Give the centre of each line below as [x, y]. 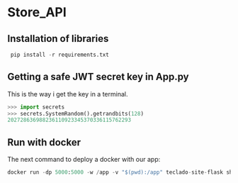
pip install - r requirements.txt [60, 55]
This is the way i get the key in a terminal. [68, 94]
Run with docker [44, 142]
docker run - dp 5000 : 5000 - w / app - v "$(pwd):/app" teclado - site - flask [115, 172]
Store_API [37, 12]
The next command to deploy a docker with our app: [84, 160]
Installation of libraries [58, 39]
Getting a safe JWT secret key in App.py [98, 77]
